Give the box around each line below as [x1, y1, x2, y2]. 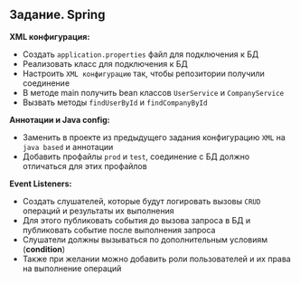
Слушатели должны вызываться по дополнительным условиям [22, 234, 268, 245]
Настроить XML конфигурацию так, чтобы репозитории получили [22, 68, 265, 79]
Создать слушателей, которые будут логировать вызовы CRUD [22, 195, 261, 206]
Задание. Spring [9, 7, 106, 23]
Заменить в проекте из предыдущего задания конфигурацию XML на [22, 131, 286, 143]
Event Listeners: [9, 178, 72, 189]
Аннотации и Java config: [9, 114, 110, 125]
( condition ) [22, 243, 66, 254]
